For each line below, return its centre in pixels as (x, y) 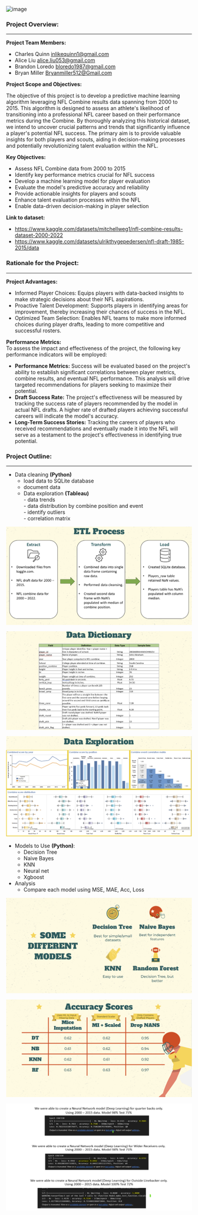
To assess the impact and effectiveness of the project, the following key (93, 348)
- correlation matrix (47, 518)
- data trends (39, 499)
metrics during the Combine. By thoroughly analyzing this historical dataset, (98, 121)
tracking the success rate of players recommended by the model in (96, 403)
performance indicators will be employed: (57, 354)
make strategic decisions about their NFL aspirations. (79, 299)
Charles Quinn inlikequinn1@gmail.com (62, 54)
